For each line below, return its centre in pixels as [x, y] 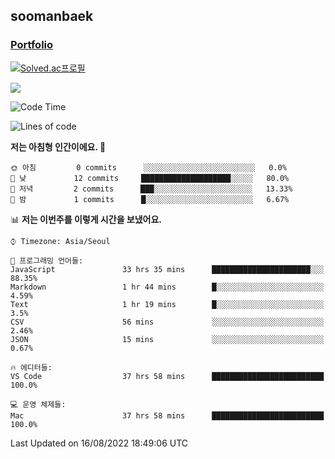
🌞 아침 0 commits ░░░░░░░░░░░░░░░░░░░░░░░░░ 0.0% [148, 167]
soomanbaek [52, 16]
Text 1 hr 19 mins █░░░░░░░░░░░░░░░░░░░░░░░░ [167, 304]
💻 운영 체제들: [38, 404]
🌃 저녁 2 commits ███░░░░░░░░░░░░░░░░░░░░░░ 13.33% [151, 189]
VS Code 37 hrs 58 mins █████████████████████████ [167, 376]
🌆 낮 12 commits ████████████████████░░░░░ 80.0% [150, 178]
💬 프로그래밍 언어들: [47, 260]
